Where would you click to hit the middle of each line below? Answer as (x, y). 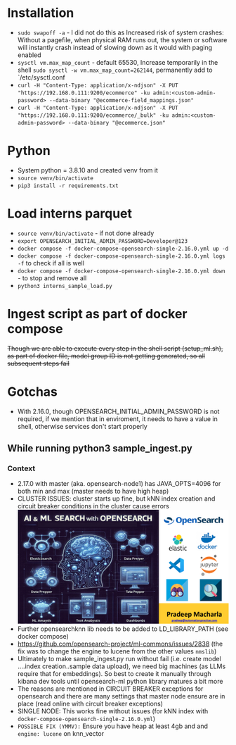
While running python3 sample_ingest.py (100, 449)
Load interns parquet (70, 214)
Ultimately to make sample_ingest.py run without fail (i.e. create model (119, 659)
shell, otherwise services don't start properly (82, 426)
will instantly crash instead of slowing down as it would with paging (115, 47)
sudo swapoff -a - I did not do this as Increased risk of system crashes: (120, 32)
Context (21, 468)
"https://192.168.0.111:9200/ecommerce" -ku (84, 93)
